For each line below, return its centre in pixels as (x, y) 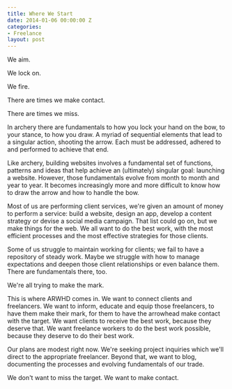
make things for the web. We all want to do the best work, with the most (110, 228)
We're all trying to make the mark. (56, 285)
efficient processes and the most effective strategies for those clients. (108, 236)
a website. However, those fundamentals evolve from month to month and (113, 178)
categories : (24, 27)
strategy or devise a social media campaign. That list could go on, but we (112, 221)
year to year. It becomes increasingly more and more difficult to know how (114, 185)
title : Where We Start (40, 14)
